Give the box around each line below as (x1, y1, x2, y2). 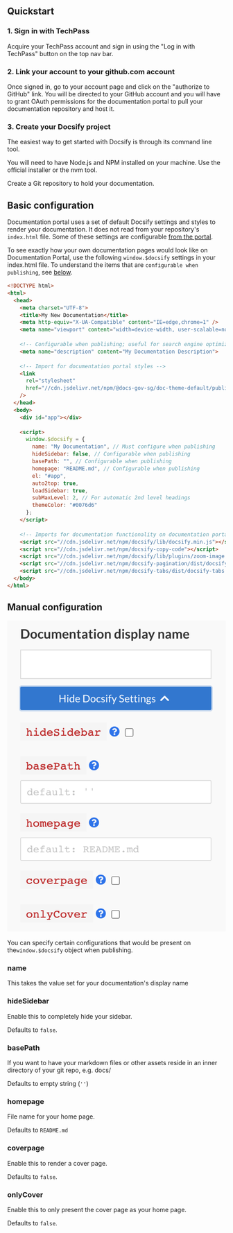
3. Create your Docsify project (7, 121, 111, 131)
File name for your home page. (7, 1112, 95, 1121)
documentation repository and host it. (7, 104, 115, 113)
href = (25, 385, 42, 392)
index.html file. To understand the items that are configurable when (7, 261, 199, 269)
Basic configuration (7, 199, 94, 211)
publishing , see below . (7, 268, 73, 277)
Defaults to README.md (7, 1126, 68, 1135)
